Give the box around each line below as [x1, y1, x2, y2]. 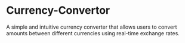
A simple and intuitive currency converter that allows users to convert [6, 23, 177, 30]
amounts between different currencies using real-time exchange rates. [6, 29, 180, 36]
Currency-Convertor [6, 4, 110, 17]
